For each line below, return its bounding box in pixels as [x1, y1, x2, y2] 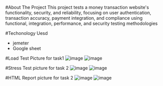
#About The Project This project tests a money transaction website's [5, 5, 149, 10]
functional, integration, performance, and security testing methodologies [5, 20, 158, 26]
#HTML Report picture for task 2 [5, 75, 74, 80]
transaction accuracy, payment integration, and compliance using [5, 15, 143, 21]
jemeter [12, 40, 29, 46]
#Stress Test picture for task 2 [5, 65, 69, 71]
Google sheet [12, 46, 41, 51]
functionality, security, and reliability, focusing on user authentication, [5, 10, 151, 16]
